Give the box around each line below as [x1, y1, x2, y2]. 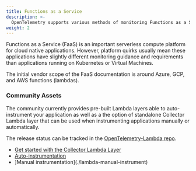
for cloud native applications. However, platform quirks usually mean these [6, 47, 185, 54]
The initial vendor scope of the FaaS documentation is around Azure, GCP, [6, 71, 185, 78]
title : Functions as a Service [6, 8, 82, 15]
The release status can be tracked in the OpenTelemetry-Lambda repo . [6, 135, 177, 142]
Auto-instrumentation [14, 152, 66, 159]
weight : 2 [6, 25, 30, 31]
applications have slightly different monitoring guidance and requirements [6, 53, 184, 60]
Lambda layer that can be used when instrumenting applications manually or [6, 117, 190, 124]
